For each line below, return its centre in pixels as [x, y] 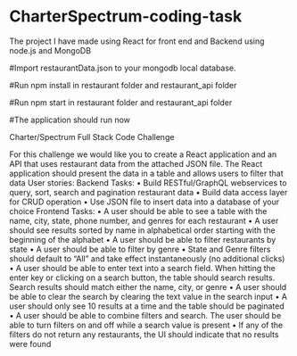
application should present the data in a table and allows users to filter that [146, 173]
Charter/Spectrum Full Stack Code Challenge [92, 137]
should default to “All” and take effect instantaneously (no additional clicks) [147, 258]
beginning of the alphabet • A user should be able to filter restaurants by [143, 239]
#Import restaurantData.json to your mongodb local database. [123, 68]
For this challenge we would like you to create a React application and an [143, 154]
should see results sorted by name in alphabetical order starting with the [142, 230]
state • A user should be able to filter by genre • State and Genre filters [140, 249]
